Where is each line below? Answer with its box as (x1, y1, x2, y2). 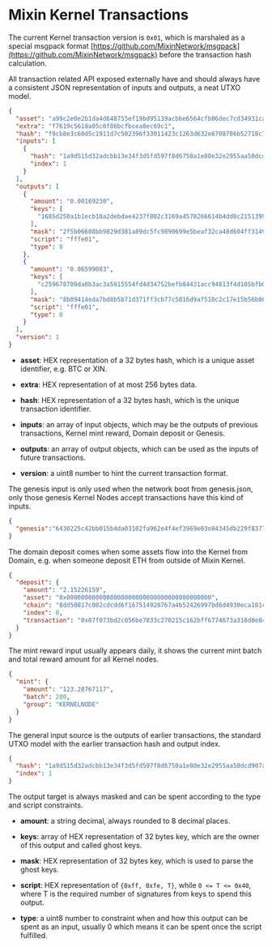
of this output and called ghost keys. (19, 841, 142, 851)
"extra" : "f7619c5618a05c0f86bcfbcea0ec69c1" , (15, 122, 176, 131)
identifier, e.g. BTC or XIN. (19, 363, 108, 374)
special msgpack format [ (8, 41, 94, 50)
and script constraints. (8, 800, 83, 810)
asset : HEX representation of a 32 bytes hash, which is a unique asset (19, 355, 255, 365)
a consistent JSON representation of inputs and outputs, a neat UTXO (8, 83, 241, 92)
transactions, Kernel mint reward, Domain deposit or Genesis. (19, 428, 225, 438)
